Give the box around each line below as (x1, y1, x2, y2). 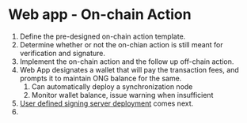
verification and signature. (19, 48, 105, 58)
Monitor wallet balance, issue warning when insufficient (31, 90, 214, 99)
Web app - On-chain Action (8, 6, 192, 24)
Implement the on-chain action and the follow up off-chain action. (19, 57, 234, 66)
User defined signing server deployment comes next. (19, 99, 194, 108)
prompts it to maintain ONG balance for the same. (19, 73, 182, 83)
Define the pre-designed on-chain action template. (19, 32, 186, 41)
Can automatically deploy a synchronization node (31, 81, 193, 91)
